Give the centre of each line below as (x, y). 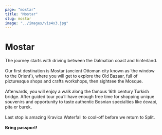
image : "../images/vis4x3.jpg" (37, 23)
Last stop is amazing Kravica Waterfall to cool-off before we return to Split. (80, 118)
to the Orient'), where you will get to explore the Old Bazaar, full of (71, 76)
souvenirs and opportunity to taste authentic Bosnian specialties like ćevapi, (81, 102)
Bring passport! (21, 128)
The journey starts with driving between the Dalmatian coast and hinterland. (81, 61)
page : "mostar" (20, 9)
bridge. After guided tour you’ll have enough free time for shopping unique (80, 97)
